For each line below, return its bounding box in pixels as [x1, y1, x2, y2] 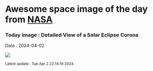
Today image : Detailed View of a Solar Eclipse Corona [5, 32, 139, 38]
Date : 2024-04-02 [5, 43, 45, 49]
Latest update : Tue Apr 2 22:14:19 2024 [5, 62, 74, 67]
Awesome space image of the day [5, 3, 148, 15]
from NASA [5, 14, 53, 25]
